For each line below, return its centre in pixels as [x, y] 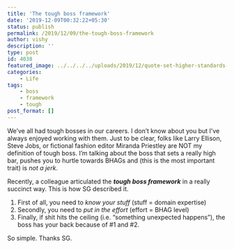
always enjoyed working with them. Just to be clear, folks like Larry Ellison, [115, 138]
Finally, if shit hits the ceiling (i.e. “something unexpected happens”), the [121, 217]
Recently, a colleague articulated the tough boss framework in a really [109, 181]
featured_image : [31, 66]
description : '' [31, 46]
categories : [24, 72]
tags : [15, 85]
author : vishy [28, 40]
